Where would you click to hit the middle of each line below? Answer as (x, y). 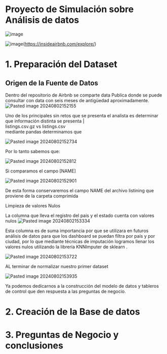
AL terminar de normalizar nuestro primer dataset (57, 266)
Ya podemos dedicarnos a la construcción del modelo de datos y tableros (82, 286)
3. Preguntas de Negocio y (62, 335)
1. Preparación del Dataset (61, 64)
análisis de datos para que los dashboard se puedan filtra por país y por (80, 236)
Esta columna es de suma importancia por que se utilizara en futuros (77, 231)
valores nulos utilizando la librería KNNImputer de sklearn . (66, 247)
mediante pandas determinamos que (44, 131)
